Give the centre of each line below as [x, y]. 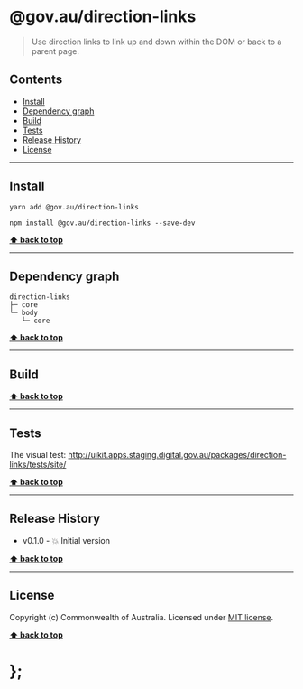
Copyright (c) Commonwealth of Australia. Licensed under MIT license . [142, 617]
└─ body [24, 313]
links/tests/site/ [38, 464]
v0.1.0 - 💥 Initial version [66, 540]
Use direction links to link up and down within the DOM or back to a [156, 42]
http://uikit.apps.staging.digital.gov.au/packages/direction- [177, 455]
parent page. [55, 51]
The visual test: [38, 455]
